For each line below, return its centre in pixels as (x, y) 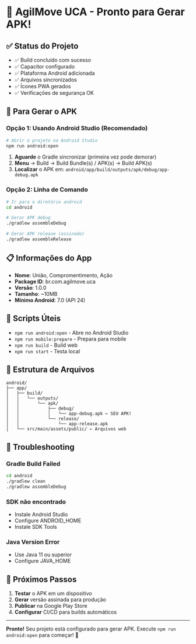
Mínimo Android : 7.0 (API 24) (50, 300)
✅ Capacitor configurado (44, 66)
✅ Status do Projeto (42, 46)
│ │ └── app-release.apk (57, 424)
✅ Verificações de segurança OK (54, 93)
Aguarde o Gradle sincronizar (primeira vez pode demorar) (85, 157)
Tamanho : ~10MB (36, 294)
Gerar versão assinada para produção (60, 600)
